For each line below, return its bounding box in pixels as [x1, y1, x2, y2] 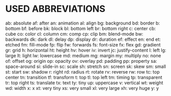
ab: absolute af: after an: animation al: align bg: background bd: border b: [5, 20, 160, 26]
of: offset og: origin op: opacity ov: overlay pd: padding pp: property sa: [5, 58, 158, 64]
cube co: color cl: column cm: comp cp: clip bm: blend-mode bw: [5, 31, 144, 37]
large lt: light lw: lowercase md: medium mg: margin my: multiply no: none [5, 52, 161, 59]
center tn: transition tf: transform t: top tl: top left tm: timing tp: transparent [5, 74, 163, 80]
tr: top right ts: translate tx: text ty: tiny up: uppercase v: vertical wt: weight [5, 80, 163, 86]
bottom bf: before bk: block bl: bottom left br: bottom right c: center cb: [5, 25, 156, 31]
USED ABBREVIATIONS [5, 3, 106, 15]
